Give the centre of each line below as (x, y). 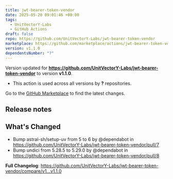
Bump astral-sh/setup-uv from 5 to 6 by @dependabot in (73, 139)
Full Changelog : (22, 166)
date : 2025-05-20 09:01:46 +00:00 (42, 15)
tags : (11, 20)
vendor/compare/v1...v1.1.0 (33, 171)
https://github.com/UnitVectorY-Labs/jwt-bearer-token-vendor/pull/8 (86, 155)
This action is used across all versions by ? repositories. (72, 83)
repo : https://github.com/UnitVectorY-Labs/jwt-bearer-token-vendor (80, 39)
